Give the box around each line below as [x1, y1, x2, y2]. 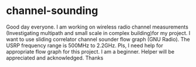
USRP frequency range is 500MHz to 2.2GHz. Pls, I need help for [6, 42, 163, 49]
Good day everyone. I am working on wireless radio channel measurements [6, 23, 189, 30]
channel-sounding [6, 4, 99, 17]
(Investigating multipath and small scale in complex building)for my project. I [6, 29, 191, 36]
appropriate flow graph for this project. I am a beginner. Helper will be [6, 48, 175, 55]
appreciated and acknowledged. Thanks [6, 54, 104, 61]
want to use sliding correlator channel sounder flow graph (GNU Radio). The [6, 36, 191, 43]
